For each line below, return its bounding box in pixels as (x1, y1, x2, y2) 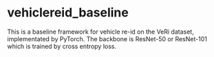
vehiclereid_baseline (7, 5, 129, 21)
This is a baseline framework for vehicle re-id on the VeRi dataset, (7, 27, 194, 36)
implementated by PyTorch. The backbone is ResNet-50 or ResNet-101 (7, 34, 208, 43)
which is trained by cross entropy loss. (7, 42, 117, 50)
